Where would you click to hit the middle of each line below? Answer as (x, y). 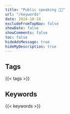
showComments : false (27, 33)
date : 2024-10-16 (23, 19)
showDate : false (22, 28)
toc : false (16, 38)
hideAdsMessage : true (28, 42)
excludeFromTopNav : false (32, 24)
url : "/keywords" (23, 14)
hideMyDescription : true (31, 47)
